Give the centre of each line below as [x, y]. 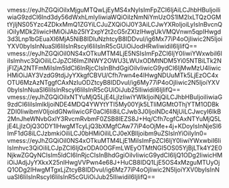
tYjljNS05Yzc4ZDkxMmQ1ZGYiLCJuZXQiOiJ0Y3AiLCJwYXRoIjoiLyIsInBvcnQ [115, 24]
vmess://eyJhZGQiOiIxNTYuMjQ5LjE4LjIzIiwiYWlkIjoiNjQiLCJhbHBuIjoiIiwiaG [115, 97]
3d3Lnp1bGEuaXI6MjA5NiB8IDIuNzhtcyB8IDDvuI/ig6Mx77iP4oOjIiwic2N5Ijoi [115, 39]
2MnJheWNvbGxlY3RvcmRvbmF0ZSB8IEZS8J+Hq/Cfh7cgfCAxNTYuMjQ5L [114, 119]
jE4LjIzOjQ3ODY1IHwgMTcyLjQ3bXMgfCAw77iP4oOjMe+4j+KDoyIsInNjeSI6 [114, 126]
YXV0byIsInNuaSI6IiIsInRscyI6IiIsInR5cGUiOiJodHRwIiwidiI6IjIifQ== [102, 46]
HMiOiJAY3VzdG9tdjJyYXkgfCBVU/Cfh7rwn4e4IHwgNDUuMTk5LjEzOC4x [113, 75]
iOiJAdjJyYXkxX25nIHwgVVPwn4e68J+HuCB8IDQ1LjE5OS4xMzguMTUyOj [113, 162]
